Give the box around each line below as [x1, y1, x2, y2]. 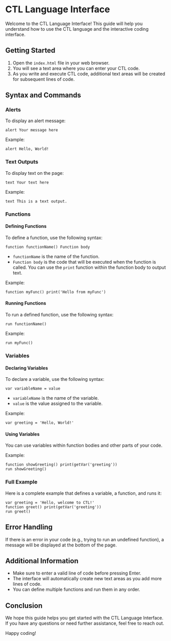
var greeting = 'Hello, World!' [5, 420, 74, 425]
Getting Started [5, 46, 56, 55]
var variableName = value [5, 386, 60, 392]
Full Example [5, 478, 38, 486]
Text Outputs [5, 158, 38, 166]
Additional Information [5, 556, 79, 565]
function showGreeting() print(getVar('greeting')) [5, 462, 117, 467]
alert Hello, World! [5, 147, 50, 152]
